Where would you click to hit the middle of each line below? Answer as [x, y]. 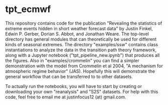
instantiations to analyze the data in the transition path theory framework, [81, 50]
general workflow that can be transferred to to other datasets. [69, 76]
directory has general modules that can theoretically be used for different [81, 39]
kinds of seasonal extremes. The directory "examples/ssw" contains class [81, 44]
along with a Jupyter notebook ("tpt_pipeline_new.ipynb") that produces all [82, 55]
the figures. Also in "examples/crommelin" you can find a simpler [72, 60]
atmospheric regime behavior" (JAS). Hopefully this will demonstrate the [80, 71]
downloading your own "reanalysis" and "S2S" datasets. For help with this [82, 91]
